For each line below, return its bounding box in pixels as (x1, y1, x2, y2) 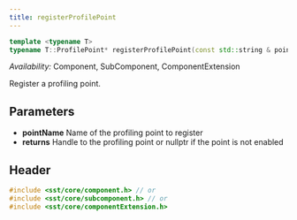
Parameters (9, 103, 75, 119)
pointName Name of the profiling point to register (21, 127, 203, 138)
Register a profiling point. (9, 79, 102, 89)
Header (9, 163, 51, 178)
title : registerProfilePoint (9, 12, 117, 22)
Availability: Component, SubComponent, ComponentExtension (9, 61, 240, 72)
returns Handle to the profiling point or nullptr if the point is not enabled (21, 137, 285, 148)
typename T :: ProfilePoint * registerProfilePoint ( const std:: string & (9, 45, 271, 54)
